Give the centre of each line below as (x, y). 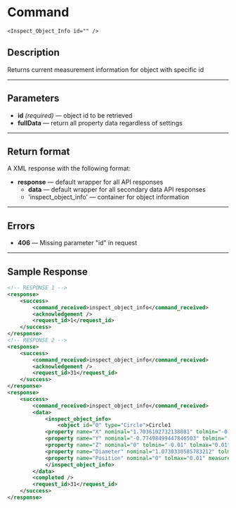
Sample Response (47, 272)
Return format (39, 151)
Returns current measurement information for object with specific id (106, 69)
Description (33, 52)
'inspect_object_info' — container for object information (109, 197)
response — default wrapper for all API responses (90, 182)
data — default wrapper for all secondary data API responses (117, 190)
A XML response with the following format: (69, 168)
